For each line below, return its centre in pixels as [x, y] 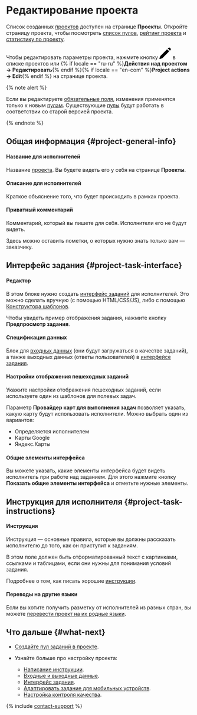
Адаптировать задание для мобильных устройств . [87, 688]
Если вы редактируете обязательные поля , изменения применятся [91, 99]
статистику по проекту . [36, 39]
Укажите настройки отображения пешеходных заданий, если [83, 390]
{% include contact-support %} [44, 706]
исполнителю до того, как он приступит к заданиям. [72, 545]
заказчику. [20, 247]
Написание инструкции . [54, 669]
